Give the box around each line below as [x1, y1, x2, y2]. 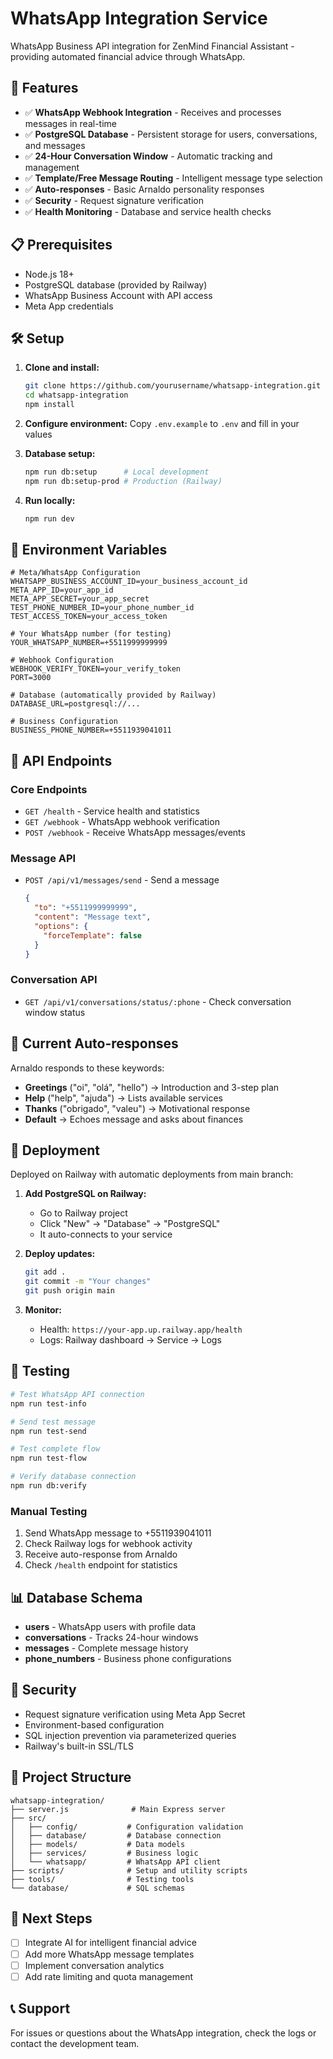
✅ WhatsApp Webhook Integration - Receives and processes [24, 106, 282, 118]
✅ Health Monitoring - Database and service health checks [24, 205, 272, 217]
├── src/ [10, 1813, 47, 1823]
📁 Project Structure [10, 1769, 132, 1786]
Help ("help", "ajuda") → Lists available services [24, 1092, 224, 1104]
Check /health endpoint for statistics [24, 1559, 178, 1571]
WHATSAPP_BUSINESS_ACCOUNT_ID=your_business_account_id [10, 577, 248, 587]
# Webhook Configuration [10, 655, 114, 666]
